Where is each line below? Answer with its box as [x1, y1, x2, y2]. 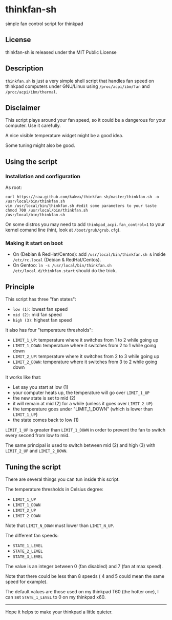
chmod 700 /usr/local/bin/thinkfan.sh [5, 208, 88, 213]
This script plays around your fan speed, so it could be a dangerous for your [5, 117, 166, 123]
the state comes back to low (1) [12, 417, 79, 423]
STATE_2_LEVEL [12, 549, 43, 554]
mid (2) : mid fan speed [12, 312, 62, 318]
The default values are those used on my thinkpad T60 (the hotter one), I [5, 588, 159, 594]
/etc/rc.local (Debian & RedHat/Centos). [12, 257, 101, 263]
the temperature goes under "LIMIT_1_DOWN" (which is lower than [12, 406, 153, 412]
